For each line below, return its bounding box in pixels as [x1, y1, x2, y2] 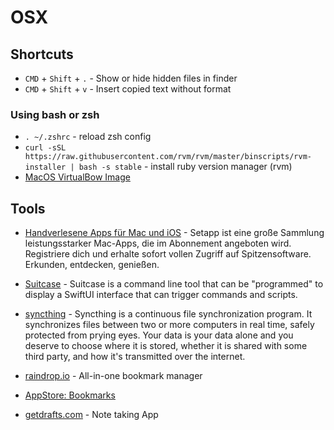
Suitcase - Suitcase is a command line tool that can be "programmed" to [24, 278, 324, 290]
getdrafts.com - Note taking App [24, 409, 159, 421]
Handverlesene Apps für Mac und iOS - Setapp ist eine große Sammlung [24, 227, 325, 239]
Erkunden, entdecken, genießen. [24, 259, 160, 271]
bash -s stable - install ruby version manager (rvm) [78, 161, 293, 173]
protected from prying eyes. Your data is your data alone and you [24, 329, 294, 341]
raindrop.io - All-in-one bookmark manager [24, 370, 203, 382]
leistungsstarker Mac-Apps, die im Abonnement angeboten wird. [24, 237, 292, 250]
